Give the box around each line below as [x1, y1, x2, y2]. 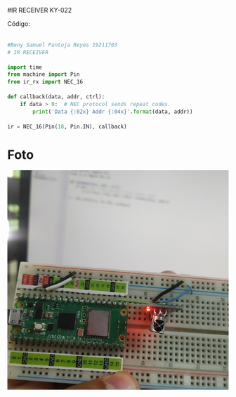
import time [7, 63, 42, 71]
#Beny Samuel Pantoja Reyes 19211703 [7, 41, 118, 48]
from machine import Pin [7, 71, 80, 78]
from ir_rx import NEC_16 [7, 79, 83, 86]
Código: [7, 20, 30, 27]
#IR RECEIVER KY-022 [7, 6, 72, 14]
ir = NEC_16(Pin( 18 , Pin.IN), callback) [7, 123, 128, 130]
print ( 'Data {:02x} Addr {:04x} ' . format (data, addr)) [32, 108, 193, 115]
